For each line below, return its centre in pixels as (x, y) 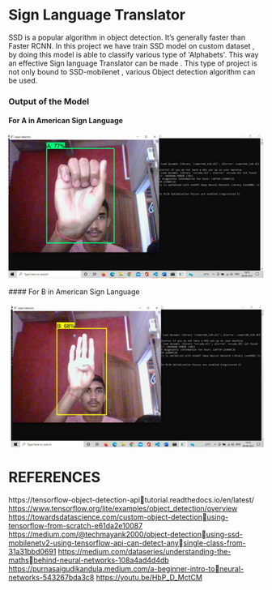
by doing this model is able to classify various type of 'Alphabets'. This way (134, 54)
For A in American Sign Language (66, 121)
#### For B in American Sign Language (74, 292)
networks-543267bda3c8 (51, 577)
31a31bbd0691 (32, 551)
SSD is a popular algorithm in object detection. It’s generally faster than (127, 37)
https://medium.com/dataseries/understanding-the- (144, 551)
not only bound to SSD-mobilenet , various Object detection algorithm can (132, 71)
